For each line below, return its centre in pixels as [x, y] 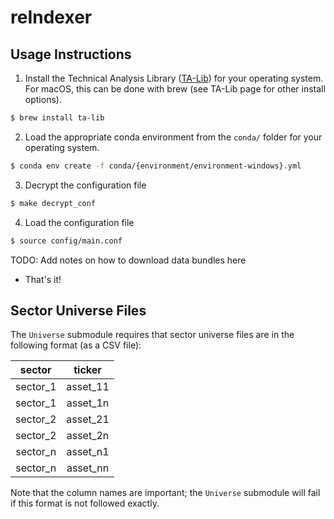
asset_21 [88, 419]
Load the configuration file [79, 222]
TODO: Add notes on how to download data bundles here [128, 260]
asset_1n [88, 403]
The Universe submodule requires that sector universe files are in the [152, 335]
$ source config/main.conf [66, 241]
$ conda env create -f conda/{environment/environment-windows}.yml [156, 166]
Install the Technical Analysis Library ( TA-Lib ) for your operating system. [174, 78]
